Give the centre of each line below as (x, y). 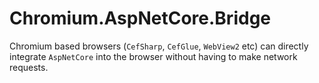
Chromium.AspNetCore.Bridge (140, 18)
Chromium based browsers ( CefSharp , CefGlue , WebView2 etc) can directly (159, 46)
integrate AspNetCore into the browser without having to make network (153, 56)
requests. (29, 67)
